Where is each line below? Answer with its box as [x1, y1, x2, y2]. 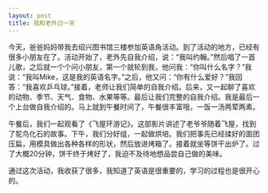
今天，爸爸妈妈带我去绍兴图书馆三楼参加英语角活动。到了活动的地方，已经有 [8, 41, 260, 52]
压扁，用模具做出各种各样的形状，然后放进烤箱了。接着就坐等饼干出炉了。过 [8, 139, 260, 148]
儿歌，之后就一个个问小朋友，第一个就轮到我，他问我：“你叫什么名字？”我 [8, 61, 253, 72]
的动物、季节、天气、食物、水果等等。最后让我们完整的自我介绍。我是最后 [8, 92, 253, 101]
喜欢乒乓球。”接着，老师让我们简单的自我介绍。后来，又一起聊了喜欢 [32, 81, 256, 92]
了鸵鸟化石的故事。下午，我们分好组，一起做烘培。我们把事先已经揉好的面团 [8, 128, 260, 138]
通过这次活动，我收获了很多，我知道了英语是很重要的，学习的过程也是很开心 [8, 165, 260, 175]
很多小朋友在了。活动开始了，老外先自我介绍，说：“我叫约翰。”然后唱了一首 [8, 52, 256, 61]
